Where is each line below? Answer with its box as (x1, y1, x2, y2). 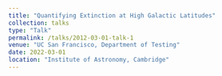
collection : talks (8, 19, 69, 27)
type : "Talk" (8, 26, 52, 34)
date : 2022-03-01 (8, 48, 66, 56)
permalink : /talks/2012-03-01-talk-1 (8, 33, 134, 42)
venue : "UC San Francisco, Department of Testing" (8, 41, 180, 49)
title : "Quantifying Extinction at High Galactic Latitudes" (8, 11, 216, 20)
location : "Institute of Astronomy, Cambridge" (8, 56, 170, 64)
